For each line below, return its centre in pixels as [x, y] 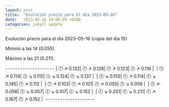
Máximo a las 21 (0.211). [30, 59]
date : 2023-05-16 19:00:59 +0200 [43, 19]
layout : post [19, 10]
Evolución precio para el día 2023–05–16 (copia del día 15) [66, 39]
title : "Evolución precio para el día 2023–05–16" [61, 15]
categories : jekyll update [34, 24]
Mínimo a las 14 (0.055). [31, 48]
